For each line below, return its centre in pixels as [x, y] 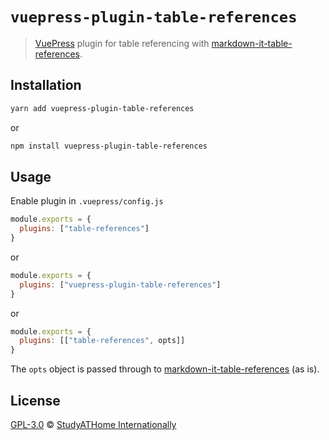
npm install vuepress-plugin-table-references [109, 146]
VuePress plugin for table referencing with [122, 43]
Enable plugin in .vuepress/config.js [87, 201]
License [35, 400]
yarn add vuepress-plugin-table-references [102, 108]
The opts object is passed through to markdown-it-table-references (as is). [165, 369]
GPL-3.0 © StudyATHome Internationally [93, 424]
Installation [46, 85]
